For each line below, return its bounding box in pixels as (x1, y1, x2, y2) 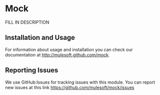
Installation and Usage (5, 33, 75, 42)
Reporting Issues (5, 66, 58, 74)
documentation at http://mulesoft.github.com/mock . (5, 52, 110, 58)
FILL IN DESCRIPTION (5, 19, 50, 25)
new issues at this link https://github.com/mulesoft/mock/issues (5, 84, 134, 90)
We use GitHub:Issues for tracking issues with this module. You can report (5, 79, 156, 85)
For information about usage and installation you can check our (5, 46, 133, 52)
